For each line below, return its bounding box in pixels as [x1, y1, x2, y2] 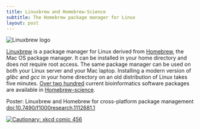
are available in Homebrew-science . [6, 86, 95, 94]
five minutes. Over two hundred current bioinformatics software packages [6, 80, 190, 87]
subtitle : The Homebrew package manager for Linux [6, 14, 136, 20]
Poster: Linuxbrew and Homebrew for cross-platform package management [6, 98, 194, 105]
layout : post [6, 20, 39, 26]
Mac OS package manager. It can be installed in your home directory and [6, 55, 187, 62]
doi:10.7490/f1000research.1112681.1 [6, 104, 95, 112]
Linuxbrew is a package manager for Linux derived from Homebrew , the [6, 48, 184, 55]
